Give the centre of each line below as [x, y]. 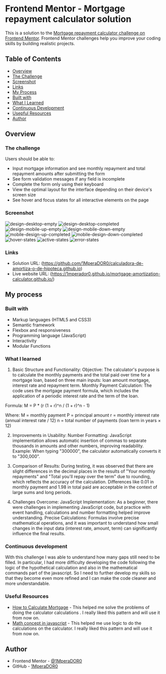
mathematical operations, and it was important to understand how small [85, 523]
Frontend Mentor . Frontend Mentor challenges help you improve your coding [83, 38]
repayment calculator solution [68, 19]
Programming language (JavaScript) [49, 335]
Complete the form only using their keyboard [58, 184]
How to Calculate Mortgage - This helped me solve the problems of [81, 607]
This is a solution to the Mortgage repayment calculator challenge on [75, 33]
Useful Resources [27, 597]
